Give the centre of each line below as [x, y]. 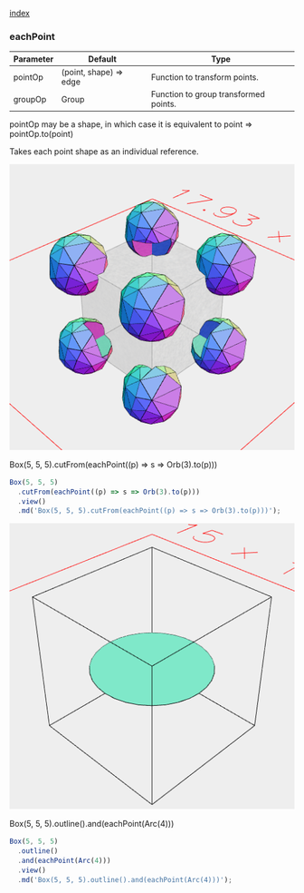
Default [103, 59]
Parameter [33, 59]
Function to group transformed [208, 94]
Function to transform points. [205, 77]
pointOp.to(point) [42, 133]
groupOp [30, 99]
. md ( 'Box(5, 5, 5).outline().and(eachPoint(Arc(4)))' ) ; [125, 879]
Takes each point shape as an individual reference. [104, 151]
